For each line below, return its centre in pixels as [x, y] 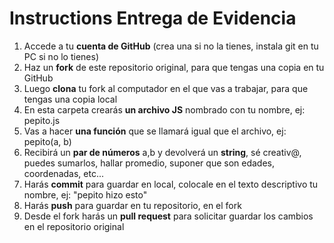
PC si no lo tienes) [61, 56]
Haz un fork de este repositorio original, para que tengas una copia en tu [174, 67]
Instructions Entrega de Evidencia [153, 18]
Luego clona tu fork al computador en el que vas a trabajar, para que [166, 88]
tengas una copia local [70, 99]
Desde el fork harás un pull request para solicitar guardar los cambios [168, 216]
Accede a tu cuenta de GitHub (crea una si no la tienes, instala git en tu [171, 46]
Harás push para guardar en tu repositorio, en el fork [132, 205]
